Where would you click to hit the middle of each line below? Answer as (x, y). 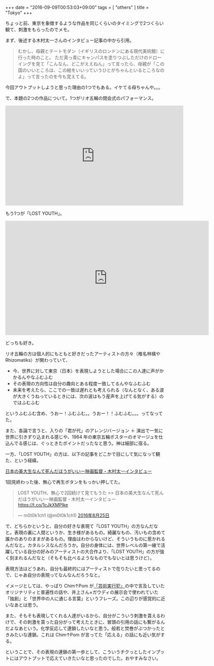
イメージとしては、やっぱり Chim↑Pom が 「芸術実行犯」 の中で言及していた (85, 586)
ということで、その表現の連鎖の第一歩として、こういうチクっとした (76, 652)
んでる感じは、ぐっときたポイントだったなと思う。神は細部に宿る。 (81, 443)
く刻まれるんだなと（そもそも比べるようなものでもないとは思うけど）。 (80, 558)
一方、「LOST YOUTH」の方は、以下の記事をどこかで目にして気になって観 (83, 454)
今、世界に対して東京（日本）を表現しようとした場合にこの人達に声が (86, 371)
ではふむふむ (26, 403)
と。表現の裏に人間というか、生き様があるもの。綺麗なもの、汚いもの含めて (85, 532)
